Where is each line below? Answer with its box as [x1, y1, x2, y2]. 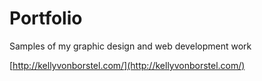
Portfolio [9, 7, 83, 30]
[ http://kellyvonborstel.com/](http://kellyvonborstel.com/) [9, 59, 246, 71]
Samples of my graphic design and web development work [9, 40, 252, 52]
